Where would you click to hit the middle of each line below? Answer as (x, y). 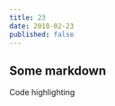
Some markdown (57, 71)
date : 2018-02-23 (42, 26)
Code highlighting (42, 93)
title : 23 (28, 18)
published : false (42, 34)
